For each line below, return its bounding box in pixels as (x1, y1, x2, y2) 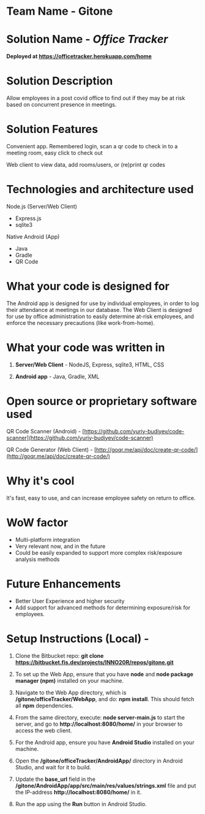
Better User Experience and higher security (15, 597, 125, 604)
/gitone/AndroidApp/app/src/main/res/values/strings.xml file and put (15, 782, 196, 789)
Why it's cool (6, 474, 75, 488)
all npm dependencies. (15, 702, 73, 709)
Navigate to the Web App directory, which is (15, 688, 127, 696)
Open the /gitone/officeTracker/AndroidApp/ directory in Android (15, 757, 183, 764)
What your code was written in (6, 341, 165, 355)
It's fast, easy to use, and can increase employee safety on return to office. (6, 494, 196, 501)
